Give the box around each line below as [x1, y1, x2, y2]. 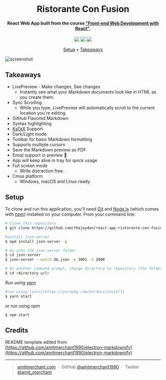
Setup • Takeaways [63, 47, 103, 53]
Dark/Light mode [12, 131, 47, 137]
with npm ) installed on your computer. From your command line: [5, 212, 136, 217]
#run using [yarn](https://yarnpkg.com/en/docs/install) [5, 289, 125, 294]
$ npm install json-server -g [5, 239, 68, 244]
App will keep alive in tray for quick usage [12, 158, 98, 163]
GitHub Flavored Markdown [12, 115, 69, 121]
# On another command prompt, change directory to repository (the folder [5, 266, 163, 271]
